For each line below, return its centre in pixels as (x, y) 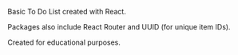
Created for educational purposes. (64, 42)
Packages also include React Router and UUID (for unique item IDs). (119, 27)
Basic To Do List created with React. (67, 12)
